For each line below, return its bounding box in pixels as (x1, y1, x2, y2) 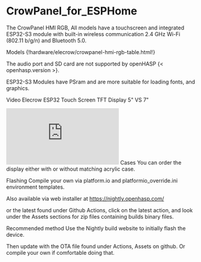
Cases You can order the (119, 159, 182, 166)
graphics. (6, 84, 30, 91)
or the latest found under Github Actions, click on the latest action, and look (6, 206, 193, 214)
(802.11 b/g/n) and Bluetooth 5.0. (6, 37, 87, 44)
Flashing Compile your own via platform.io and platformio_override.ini (6, 177, 178, 184)
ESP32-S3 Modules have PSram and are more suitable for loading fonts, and (6, 78, 196, 85)
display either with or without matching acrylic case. (6, 165, 136, 172)
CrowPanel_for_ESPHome (6, 4, 137, 18)
